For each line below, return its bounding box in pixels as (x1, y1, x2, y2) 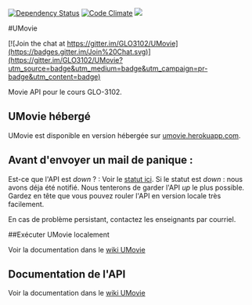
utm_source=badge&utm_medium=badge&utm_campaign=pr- (8, 64, 208, 73)
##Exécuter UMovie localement (8, 230, 110, 239)
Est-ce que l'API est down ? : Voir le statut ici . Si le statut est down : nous (8, 174, 243, 183)
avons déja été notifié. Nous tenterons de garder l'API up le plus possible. (8, 183, 245, 192)
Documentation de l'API (8, 267, 126, 281)
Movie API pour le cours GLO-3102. (8, 87, 123, 96)
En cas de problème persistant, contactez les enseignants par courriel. (8, 214, 236, 223)
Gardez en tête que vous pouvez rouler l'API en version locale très (8, 191, 221, 200)
